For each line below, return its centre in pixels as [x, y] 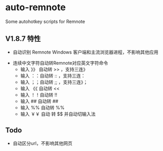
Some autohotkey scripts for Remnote [45, 21]
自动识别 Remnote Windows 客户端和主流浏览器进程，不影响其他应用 [86, 52]
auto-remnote [36, 7]
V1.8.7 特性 [23, 39]
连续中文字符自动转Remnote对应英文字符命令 [60, 63]
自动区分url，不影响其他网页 [43, 143]
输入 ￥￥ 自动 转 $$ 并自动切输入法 [58, 114]
